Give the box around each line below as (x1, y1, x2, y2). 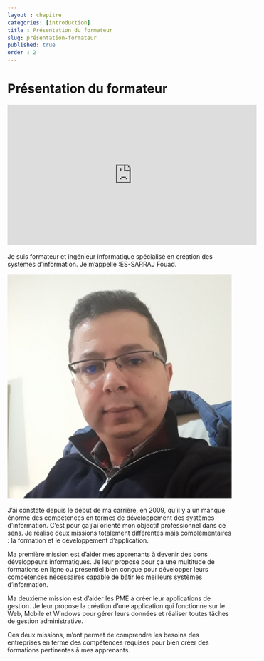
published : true (7, 41, 56, 49)
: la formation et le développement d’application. (7, 536, 149, 545)
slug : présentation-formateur (7, 34, 97, 41)
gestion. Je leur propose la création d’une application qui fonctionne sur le (7, 601, 226, 610)
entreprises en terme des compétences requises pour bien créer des (7, 638, 209, 647)
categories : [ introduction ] (7, 19, 91, 26)
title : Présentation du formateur (7, 26, 113, 34)
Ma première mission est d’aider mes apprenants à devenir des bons (7, 550, 208, 558)
